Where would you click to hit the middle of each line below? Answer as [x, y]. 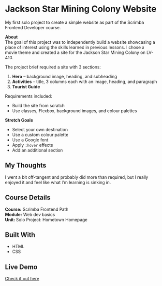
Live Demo [21, 267]
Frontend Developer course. [33, 27]
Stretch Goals [19, 120]
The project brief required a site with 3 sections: [53, 67]
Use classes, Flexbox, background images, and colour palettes [74, 111]
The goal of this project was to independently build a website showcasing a [80, 42]
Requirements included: [29, 96]
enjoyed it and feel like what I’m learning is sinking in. [58, 182]
